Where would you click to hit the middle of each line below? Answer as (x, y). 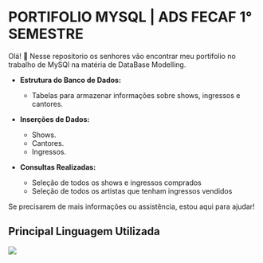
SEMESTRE (46, 34)
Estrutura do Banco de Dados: (71, 80)
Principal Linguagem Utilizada (84, 232)
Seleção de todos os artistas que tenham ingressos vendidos (132, 190)
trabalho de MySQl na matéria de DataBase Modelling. (97, 65)
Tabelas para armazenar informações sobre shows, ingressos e (136, 95)
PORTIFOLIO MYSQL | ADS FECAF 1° (130, 17)
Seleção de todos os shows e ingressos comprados (116, 183)
